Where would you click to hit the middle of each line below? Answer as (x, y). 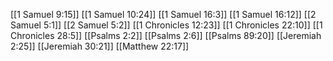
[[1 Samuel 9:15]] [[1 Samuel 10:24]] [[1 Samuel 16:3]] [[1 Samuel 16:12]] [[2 (163, 14)
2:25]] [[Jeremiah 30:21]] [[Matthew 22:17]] (100, 46)
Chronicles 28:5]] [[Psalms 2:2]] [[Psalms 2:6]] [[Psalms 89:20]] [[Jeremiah (166, 35)
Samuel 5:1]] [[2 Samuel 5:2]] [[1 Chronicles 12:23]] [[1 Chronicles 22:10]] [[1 (166, 25)
